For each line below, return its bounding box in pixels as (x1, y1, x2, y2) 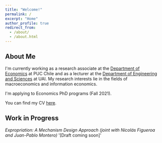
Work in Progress (5, 114, 59, 123)
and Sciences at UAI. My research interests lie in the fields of (5, 76, 128, 82)
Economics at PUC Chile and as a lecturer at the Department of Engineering (5, 70, 158, 76)
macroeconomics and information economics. (5, 81, 98, 87)
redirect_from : (5, 25, 36, 30)
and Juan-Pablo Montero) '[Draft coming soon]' (5, 132, 101, 138)
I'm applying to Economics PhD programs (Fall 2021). (5, 90, 112, 96)
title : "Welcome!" (5, 7, 42, 12)
